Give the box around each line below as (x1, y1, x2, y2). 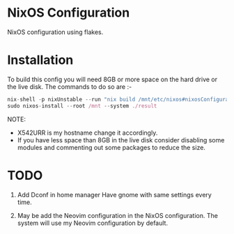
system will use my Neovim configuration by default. (17, 219, 169, 227)
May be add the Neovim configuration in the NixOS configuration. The (17, 211, 218, 219)
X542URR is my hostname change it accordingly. (17, 128, 158, 137)
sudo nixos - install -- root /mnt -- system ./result (7, 102, 157, 109)
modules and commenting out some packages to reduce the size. (17, 143, 205, 151)
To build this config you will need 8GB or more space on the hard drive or (7, 75, 218, 83)
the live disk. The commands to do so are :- (7, 82, 132, 91)
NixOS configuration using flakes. (7, 28, 104, 36)
